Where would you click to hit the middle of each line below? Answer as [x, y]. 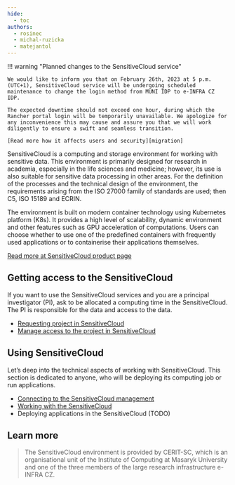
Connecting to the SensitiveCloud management [86, 399]
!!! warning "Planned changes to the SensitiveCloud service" [94, 66]
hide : [15, 14]
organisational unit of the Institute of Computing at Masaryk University [126, 460]
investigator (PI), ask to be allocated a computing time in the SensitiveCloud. [117, 302]
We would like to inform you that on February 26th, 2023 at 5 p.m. [109, 79]
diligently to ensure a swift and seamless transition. [90, 129]
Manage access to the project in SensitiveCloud [87, 330]
